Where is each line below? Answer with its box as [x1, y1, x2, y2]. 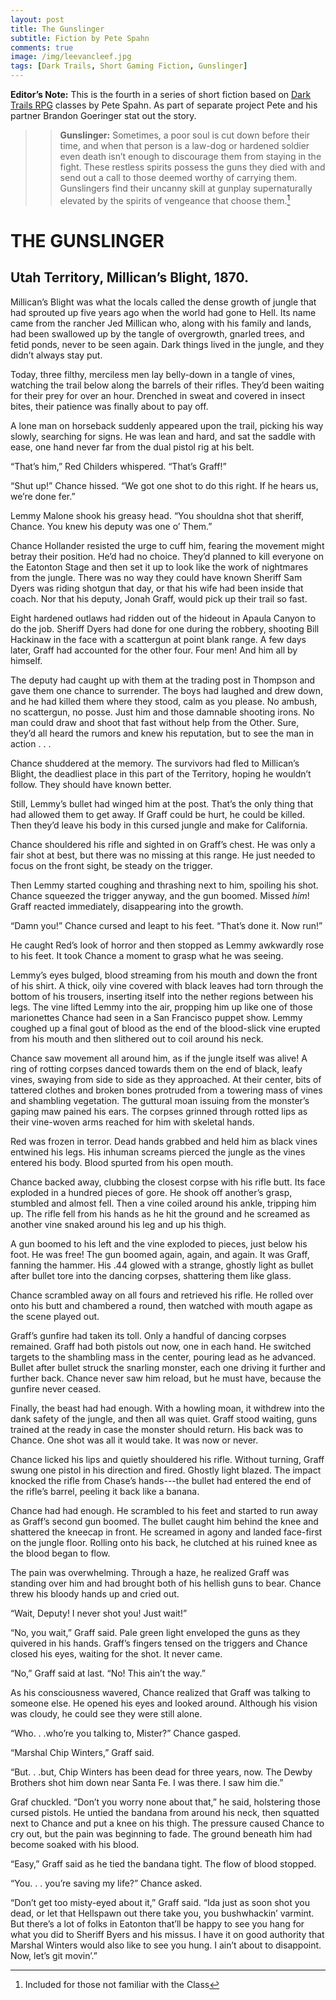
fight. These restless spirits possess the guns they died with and [59, 161, 326, 173]
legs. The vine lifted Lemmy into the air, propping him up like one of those [10, 1001, 313, 1013]
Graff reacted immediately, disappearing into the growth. [10, 900, 244, 912]
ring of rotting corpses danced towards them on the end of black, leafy [10, 1062, 303, 1075]
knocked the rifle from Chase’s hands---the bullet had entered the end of [10, 1474, 312, 1486]
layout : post [10, 14, 65, 25]
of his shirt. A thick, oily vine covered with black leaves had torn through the [10, 979, 324, 991]
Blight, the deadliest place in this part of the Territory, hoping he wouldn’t [10, 767, 312, 780]
